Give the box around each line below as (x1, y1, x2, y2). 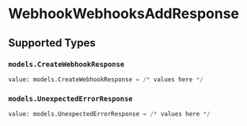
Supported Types (8, 36, 97, 50)
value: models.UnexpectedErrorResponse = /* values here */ (8, 110, 211, 118)
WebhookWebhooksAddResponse (8, 5, 240, 23)
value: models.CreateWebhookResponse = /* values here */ (8, 76, 203, 83)
